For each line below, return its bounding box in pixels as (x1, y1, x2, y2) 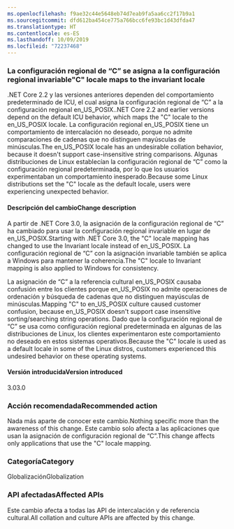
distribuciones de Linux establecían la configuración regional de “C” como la (7, 158, 228, 166)
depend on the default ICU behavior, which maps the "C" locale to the (7, 113, 208, 121)
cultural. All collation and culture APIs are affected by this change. (7, 513, 196, 522)
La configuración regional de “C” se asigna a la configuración (7, 66, 220, 76)
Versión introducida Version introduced (7, 368, 123, 376)
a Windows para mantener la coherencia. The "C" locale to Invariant (7, 256, 201, 265)
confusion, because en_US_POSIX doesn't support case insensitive (7, 307, 201, 315)
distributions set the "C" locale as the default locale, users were (7, 180, 191, 188)
